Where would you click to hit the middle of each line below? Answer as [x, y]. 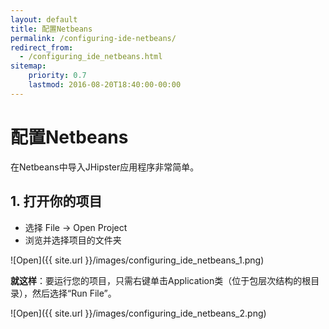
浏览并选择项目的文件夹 [73, 240]
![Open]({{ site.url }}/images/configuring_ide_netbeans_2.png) [138, 313]
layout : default [44, 19]
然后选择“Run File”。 [74, 293]
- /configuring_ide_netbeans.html [91, 57]
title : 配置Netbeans [51, 29]
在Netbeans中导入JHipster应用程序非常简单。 [105, 167]
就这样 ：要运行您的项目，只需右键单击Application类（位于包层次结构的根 [161, 280]
